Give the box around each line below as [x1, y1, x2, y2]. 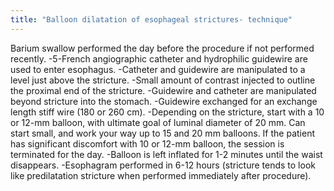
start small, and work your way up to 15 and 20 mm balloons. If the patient [10, 127, 315, 139]
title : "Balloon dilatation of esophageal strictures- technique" [10, 14, 293, 25]
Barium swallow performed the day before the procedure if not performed [10, 42, 315, 54]
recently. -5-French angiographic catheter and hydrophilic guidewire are [10, 52, 308, 65]
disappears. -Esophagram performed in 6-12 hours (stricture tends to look [10, 159, 316, 171]
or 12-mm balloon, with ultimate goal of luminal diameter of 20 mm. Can [10, 116, 306, 128]
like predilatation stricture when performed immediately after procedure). [10, 169, 312, 181]
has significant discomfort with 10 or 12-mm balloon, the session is [10, 137, 285, 150]
